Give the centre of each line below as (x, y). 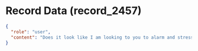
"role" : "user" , (31, 32)
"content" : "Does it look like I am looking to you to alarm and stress (102, 37)
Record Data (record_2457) (74, 11)
